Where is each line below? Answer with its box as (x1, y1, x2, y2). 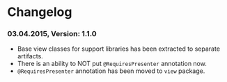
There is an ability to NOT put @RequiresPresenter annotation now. (17, 60, 207, 68)
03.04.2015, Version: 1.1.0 (7, 29, 97, 39)
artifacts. (17, 52, 43, 60)
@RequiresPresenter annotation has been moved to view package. (17, 67, 205, 75)
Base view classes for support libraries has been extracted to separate (17, 44, 221, 53)
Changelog (7, 4, 72, 20)
